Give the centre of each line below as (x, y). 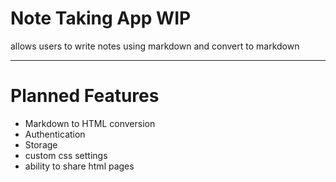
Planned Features (85, 96)
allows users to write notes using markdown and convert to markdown (155, 46)
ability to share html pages (79, 166)
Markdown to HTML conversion (90, 123)
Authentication (55, 134)
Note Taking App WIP (101, 18)
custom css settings (66, 155)
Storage (41, 144)
